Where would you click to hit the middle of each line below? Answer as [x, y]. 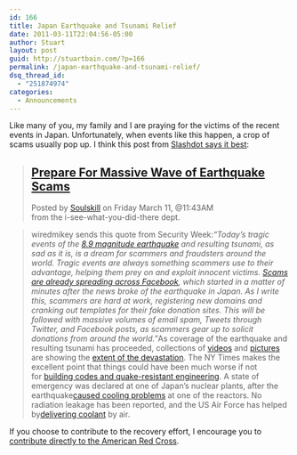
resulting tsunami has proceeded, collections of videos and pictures [155, 348]
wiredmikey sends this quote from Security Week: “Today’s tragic [150, 235]
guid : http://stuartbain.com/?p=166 [77, 59]
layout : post [33, 51]
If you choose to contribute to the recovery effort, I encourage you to [136, 432]
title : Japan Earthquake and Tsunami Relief [93, 26]
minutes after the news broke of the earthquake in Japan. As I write [155, 291]
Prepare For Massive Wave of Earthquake [148, 172]
